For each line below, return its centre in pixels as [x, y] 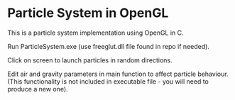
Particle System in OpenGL [88, 13]
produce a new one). [38, 89]
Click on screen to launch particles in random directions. [90, 60]
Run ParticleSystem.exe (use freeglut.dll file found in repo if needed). [108, 46]
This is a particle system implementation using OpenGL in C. [95, 33]
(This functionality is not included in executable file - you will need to [108, 81]
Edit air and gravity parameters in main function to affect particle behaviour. [118, 74]
